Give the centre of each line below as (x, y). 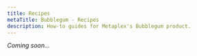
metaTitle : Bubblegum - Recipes (53, 20)
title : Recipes (29, 13)
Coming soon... (28, 46)
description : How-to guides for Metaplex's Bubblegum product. (99, 26)
